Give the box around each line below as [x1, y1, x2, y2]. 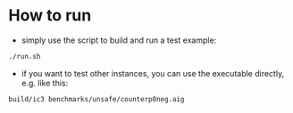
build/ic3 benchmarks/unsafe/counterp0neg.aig [8, 94, 185, 103]
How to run [8, 5, 92, 26]
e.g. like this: [21, 77, 69, 88]
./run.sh [8, 52, 41, 61]
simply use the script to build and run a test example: [21, 35, 217, 45]
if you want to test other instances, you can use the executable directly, [21, 68, 285, 78]
